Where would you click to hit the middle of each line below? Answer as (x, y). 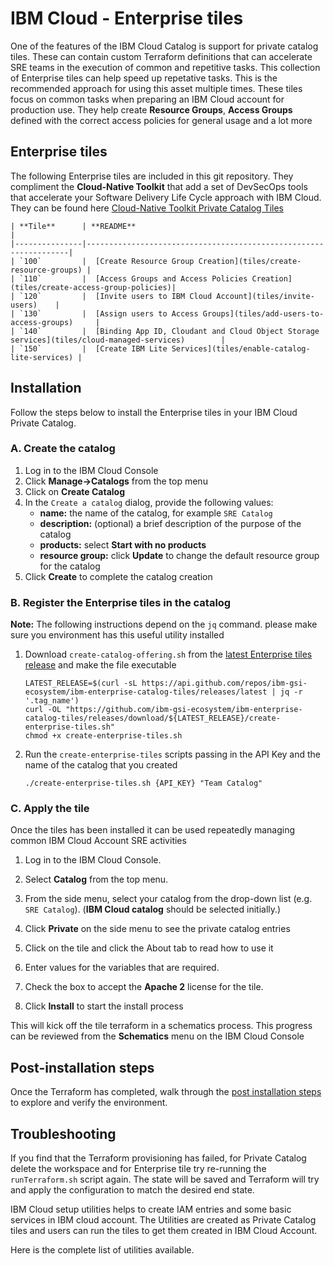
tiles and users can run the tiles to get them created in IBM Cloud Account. (164, 1231)
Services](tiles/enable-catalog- (241, 348)
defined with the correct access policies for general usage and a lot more (161, 120)
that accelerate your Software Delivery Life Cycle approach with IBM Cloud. (166, 197)
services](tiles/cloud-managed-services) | (118, 340)
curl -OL (43, 710)
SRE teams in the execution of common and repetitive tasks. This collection (165, 67)
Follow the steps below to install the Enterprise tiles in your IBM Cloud (154, 412)
